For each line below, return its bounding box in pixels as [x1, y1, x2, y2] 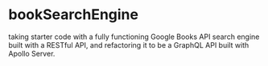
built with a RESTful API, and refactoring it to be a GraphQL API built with [8, 40, 249, 49]
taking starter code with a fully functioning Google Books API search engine [8, 32, 260, 41]
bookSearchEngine [8, 6, 139, 24]
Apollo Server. [8, 49, 56, 58]
